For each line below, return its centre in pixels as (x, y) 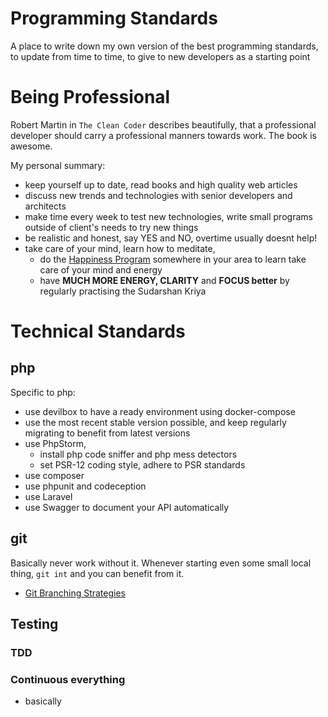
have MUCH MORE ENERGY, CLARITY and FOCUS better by (164, 280)
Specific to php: (43, 392)
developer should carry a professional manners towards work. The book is (163, 135)
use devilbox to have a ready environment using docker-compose (160, 411)
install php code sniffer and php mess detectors (138, 454)
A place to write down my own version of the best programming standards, (164, 46)
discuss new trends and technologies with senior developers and (158, 195)
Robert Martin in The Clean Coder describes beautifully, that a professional (163, 124)
